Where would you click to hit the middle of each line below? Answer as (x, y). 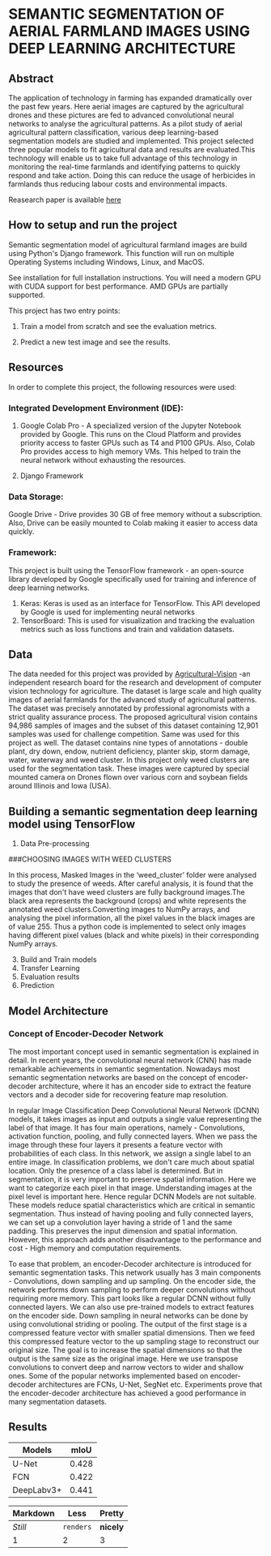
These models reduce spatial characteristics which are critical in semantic (132, 1205)
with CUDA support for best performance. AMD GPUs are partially (119, 286)
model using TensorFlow (72, 824)
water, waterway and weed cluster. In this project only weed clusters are (129, 760)
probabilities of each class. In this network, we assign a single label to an (130, 1153)
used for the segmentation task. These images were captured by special (129, 769)
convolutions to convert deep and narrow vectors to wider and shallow (126, 1367)
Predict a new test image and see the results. (95, 342)
